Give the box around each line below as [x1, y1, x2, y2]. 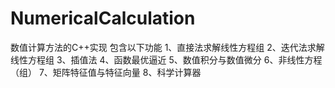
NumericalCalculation [10, 7, 196, 30]
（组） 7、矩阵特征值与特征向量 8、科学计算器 [10, 66, 202, 78]
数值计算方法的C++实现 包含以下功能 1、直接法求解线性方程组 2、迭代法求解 [10, 41, 325, 53]
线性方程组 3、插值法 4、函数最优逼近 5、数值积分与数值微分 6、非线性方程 [10, 53, 323, 66]
